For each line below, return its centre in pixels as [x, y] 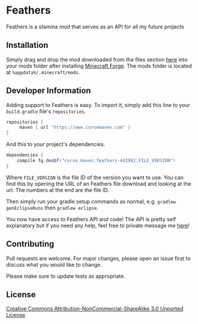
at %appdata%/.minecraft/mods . [43, 72]
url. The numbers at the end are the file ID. [58, 190]
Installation [27, 45]
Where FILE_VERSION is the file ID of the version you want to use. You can [95, 177]
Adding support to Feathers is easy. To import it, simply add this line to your [98, 105]
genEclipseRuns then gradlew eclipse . [52, 208]
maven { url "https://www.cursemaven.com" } [75, 128]
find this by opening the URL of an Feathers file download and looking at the [99, 183]
